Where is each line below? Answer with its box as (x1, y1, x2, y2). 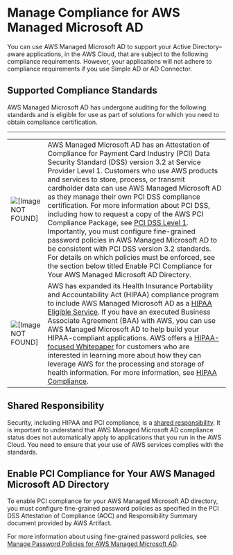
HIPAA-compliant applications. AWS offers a (47, 333, 193, 342)
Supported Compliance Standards (7, 85, 157, 96)
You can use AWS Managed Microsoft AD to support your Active (7, 42, 191, 51)
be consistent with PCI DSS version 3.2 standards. (47, 244, 212, 254)
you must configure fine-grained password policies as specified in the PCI (7, 504, 219, 513)
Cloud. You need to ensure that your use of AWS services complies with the (7, 440, 224, 448)
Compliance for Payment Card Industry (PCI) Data (47, 148, 210, 158)
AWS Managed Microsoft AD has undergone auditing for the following (7, 103, 207, 112)
